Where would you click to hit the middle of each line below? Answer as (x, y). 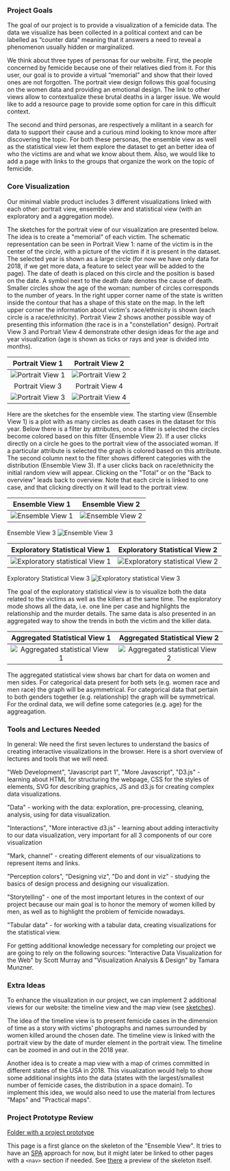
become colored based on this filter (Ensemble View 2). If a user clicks (107, 436)
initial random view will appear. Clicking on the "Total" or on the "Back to (110, 472)
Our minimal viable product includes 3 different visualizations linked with (109, 201)
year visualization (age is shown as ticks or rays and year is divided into (108, 339)
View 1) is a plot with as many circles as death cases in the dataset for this (112, 421)
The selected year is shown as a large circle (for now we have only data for (113, 258)
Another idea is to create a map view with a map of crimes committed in (108, 1063)
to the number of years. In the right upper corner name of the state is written (115, 295)
